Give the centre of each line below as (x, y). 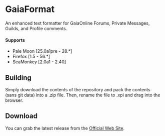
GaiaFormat (30, 9)
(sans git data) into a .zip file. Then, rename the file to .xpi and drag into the (83, 95)
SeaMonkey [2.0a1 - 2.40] (39, 62)
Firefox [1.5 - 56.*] (31, 57)
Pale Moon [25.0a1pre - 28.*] (42, 51)
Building (18, 78)
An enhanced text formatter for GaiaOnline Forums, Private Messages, (77, 23)
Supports (15, 40)
